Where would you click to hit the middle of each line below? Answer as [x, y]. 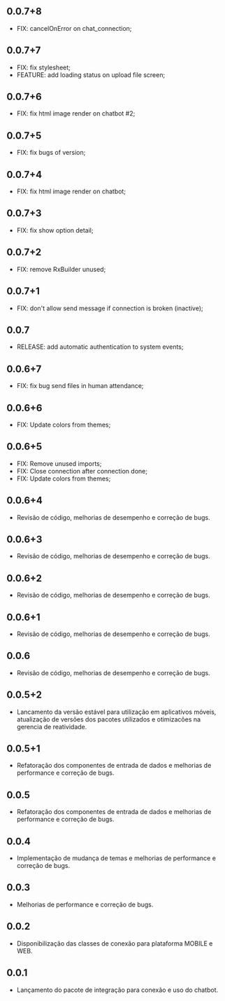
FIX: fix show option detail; [55, 230]
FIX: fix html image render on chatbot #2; [76, 113]
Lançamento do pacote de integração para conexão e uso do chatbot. [117, 990]
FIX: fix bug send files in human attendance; [80, 386]
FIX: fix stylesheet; [44, 67]
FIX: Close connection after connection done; [82, 471]
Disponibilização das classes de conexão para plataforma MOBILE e [115, 943]
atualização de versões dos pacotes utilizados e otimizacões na [108, 719]
